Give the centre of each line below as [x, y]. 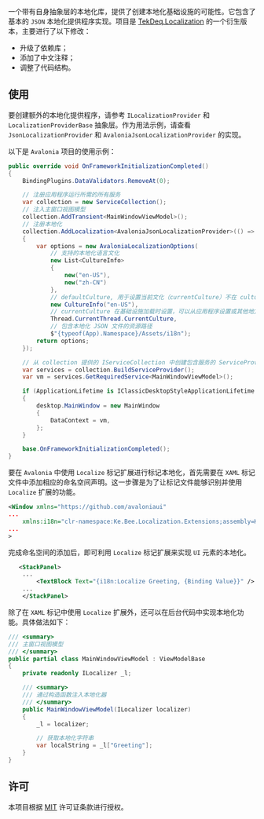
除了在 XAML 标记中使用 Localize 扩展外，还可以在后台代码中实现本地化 [123, 612]
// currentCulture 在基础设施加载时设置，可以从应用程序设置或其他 [149, 312]
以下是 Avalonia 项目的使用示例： [62, 151]
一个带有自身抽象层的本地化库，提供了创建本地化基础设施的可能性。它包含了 [132, 11]
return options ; [63, 341]
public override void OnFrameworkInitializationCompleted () [109, 166]
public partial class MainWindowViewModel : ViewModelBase [107, 659]
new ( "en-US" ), [87, 276]
